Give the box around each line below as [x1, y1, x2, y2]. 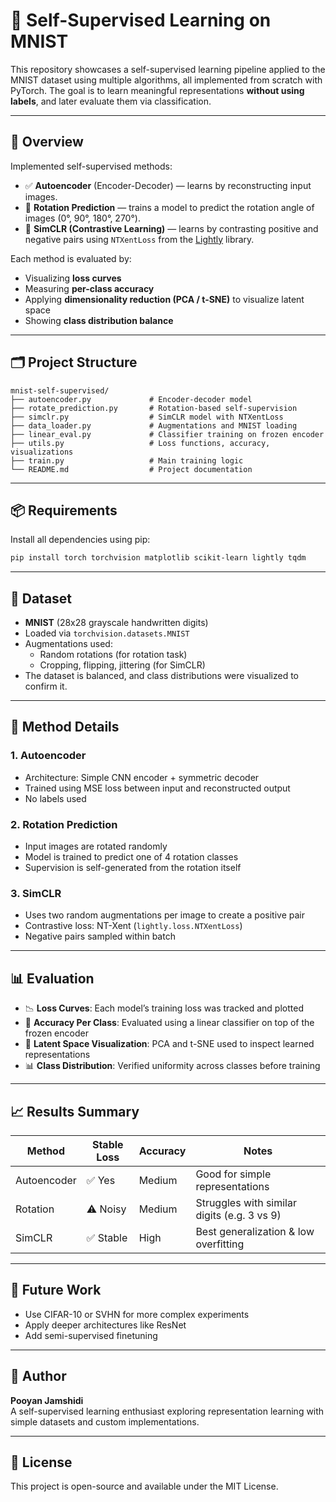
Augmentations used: [24, 638, 113, 650]
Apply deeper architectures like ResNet [24, 1319, 187, 1331]
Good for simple [195, 1167, 272, 1181]
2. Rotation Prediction [10, 817, 118, 831]
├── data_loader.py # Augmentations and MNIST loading [10, 420, 298, 431]
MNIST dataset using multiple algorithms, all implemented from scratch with [10, 74, 323, 86]
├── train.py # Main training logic [10, 455, 244, 466]
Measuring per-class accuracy [24, 282, 155, 294]
